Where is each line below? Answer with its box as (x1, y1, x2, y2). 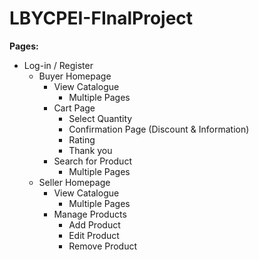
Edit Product (68, 229, 120, 241)
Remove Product (68, 240, 138, 252)
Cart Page (53, 102, 96, 114)
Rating (68, 133, 96, 146)
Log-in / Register (23, 59, 94, 71)
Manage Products (53, 208, 127, 220)
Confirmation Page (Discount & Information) (68, 123, 250, 135)
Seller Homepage (38, 176, 111, 188)
